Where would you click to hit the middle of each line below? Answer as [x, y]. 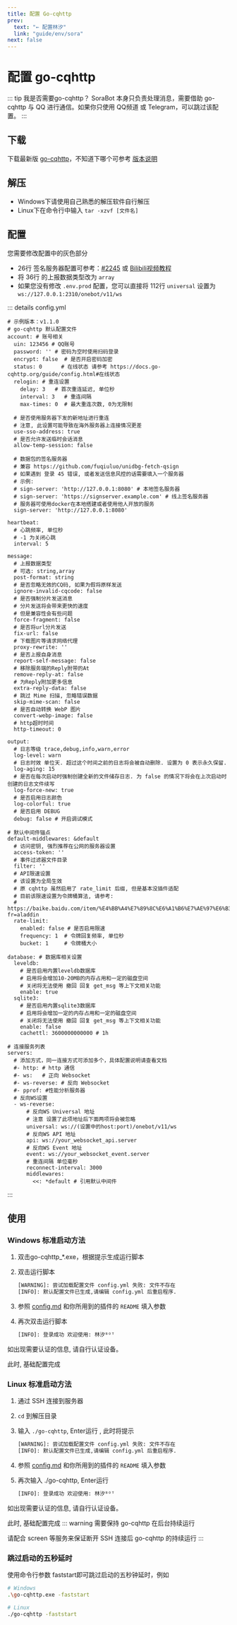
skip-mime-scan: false [47, 702]
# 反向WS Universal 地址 [60, 1111]
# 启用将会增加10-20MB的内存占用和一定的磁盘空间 [84, 978]
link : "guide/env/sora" [48, 34]
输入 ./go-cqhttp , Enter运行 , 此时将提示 [75, 1431]
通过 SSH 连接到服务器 [50, 1401]
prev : [15, 20]
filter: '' [30, 866]
